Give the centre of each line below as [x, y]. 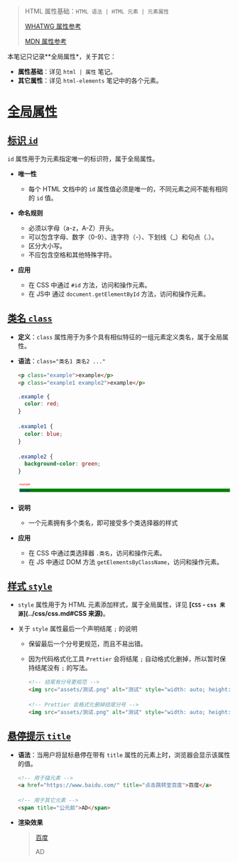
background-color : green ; [63, 464]
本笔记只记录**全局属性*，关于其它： [62, 57]
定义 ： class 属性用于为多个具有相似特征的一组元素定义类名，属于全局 [120, 336]
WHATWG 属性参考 [53, 26]
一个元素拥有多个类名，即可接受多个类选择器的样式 [103, 523]
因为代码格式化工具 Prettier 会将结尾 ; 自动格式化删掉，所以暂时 [124, 659]
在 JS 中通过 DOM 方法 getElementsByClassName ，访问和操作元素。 [126, 562]
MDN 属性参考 [46, 41]
